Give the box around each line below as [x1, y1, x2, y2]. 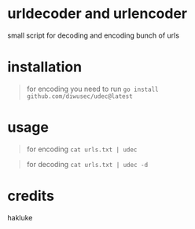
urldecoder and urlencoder [7, 5, 188, 23]
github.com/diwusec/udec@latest [26, 92, 133, 100]
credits [7, 187, 54, 205]
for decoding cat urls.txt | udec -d [26, 159, 149, 169]
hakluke [7, 213, 33, 222]
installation [7, 58, 83, 76]
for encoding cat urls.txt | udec [26, 144, 138, 154]
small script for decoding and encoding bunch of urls [7, 31, 180, 40]
